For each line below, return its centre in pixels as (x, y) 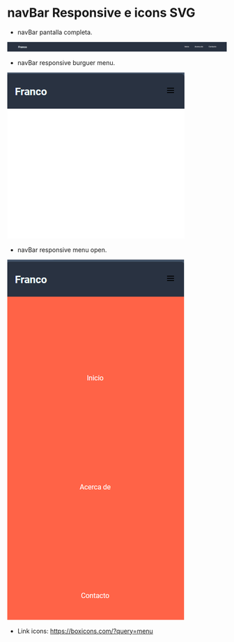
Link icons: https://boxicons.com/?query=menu (85, 631)
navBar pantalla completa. (55, 32)
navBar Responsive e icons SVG (101, 13)
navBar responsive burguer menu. (66, 62)
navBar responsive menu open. (62, 250)
